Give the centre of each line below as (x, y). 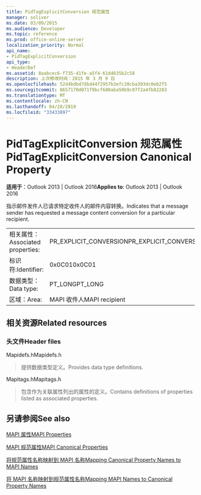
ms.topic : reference (32, 34)
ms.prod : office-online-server (45, 40)
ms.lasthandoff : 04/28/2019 (41, 106)
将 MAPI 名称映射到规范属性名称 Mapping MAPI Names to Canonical (89, 479)
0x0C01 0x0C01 (73, 265)
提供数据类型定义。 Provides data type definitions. (82, 367)
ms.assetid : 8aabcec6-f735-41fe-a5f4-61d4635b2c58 (71, 73)
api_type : (19, 62)
